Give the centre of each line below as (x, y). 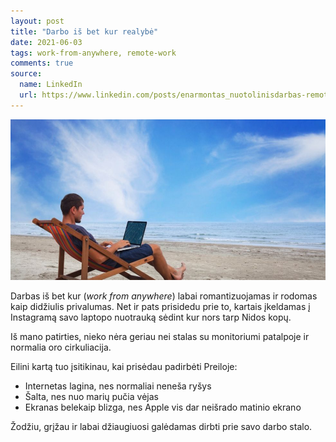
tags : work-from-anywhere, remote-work (93, 53)
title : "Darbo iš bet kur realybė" (84, 31)
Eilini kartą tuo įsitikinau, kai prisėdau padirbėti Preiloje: (124, 366)
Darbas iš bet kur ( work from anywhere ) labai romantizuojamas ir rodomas (164, 296)
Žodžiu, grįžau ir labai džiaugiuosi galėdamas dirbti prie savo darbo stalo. (161, 426)
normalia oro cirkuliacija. (61, 347)
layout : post (37, 21)
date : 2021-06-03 (46, 42)
